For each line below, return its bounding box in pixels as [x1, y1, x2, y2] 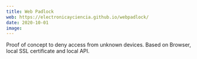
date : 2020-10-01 [6, 19, 49, 25]
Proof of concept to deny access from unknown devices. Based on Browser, [6, 41, 192, 48]
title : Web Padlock [6, 8, 54, 15]
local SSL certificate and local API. [6, 48, 90, 55]
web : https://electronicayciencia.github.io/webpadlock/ [6, 14, 149, 20]
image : [6, 25, 22, 31]
